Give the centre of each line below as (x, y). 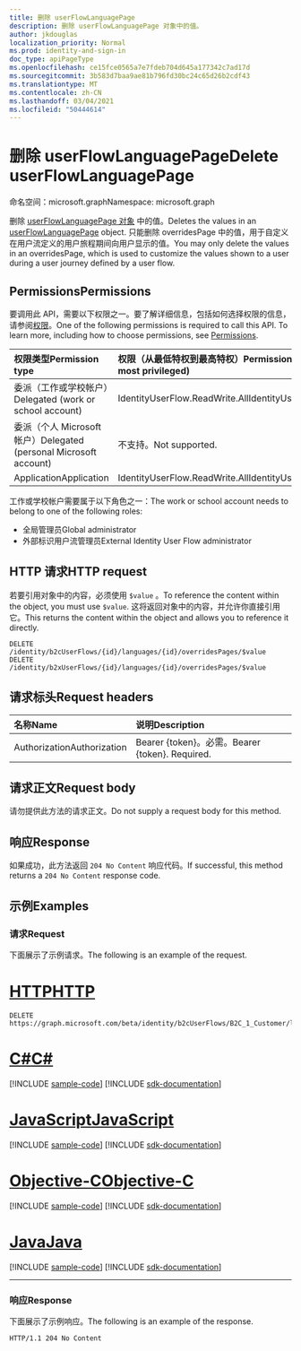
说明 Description (170, 724)
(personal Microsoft (55, 452)
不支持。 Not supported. (168, 445)
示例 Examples (49, 906)
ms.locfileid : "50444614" (57, 109)
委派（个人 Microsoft (57, 427)
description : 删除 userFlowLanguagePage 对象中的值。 (106, 26)
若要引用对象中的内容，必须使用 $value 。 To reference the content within (144, 595)
